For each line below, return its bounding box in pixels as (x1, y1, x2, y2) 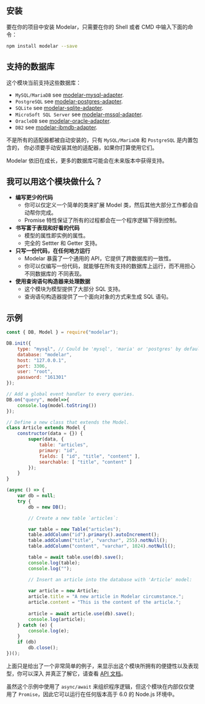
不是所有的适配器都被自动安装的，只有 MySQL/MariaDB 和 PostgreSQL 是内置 (6, 136, 193, 144)
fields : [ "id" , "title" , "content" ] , (38, 453, 140, 460)
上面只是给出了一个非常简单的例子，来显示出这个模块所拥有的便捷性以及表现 (6, 662, 199, 669)
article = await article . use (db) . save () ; (28, 610, 135, 617)
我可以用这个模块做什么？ (6, 176, 103, 186)
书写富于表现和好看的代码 (15, 224, 80, 232)
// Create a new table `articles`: (28, 515, 119, 521)
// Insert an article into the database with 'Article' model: (28, 576, 192, 582)
